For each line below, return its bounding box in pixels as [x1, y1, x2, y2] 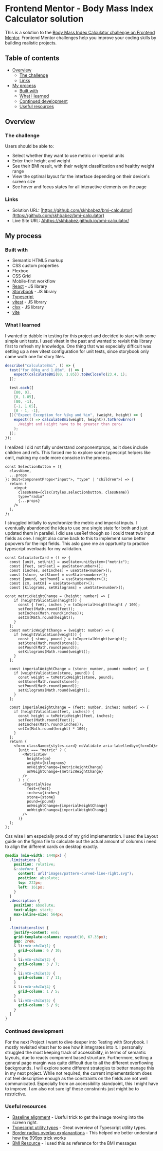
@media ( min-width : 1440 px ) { [5, 853, 67, 858]
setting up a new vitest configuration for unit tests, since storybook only [5, 348, 149, 354]
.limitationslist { [9, 925, 49, 930]
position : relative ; [14, 862, 55, 867]
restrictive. [5, 1091, 27, 1097]
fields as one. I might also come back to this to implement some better [5, 535, 146, 541]
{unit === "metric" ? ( [18, 747, 67, 753]
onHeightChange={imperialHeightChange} [26, 803, 108, 808]
